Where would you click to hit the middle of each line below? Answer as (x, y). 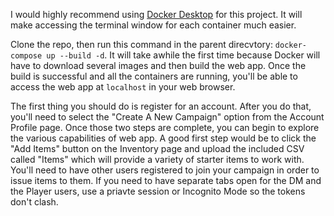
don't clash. (34, 202)
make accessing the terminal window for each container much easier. (153, 25)
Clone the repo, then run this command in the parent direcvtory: (141, 44)
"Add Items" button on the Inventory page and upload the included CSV (157, 148)
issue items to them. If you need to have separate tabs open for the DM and (166, 180)
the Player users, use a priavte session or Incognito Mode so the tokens (158, 191)
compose (26, 56)
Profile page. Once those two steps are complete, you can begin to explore (165, 127)
